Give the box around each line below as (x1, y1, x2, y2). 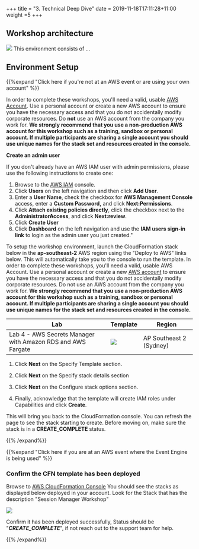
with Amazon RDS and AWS (9, 337, 86, 346)
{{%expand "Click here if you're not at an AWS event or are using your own (6, 78, 190, 85)
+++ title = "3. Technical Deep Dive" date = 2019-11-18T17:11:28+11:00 (6, 5, 176, 12)
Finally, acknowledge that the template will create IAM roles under (14, 395, 176, 402)
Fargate (9, 345, 31, 353)
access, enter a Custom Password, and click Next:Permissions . (14, 200, 173, 207)
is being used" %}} (6, 455, 53, 462)
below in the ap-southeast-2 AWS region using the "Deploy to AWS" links (6, 249, 187, 256)
